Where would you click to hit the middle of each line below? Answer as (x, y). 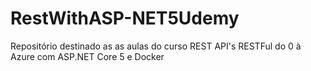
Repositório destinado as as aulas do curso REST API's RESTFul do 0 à (156, 46)
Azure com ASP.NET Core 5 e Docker (87, 56)
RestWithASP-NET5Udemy (125, 18)
